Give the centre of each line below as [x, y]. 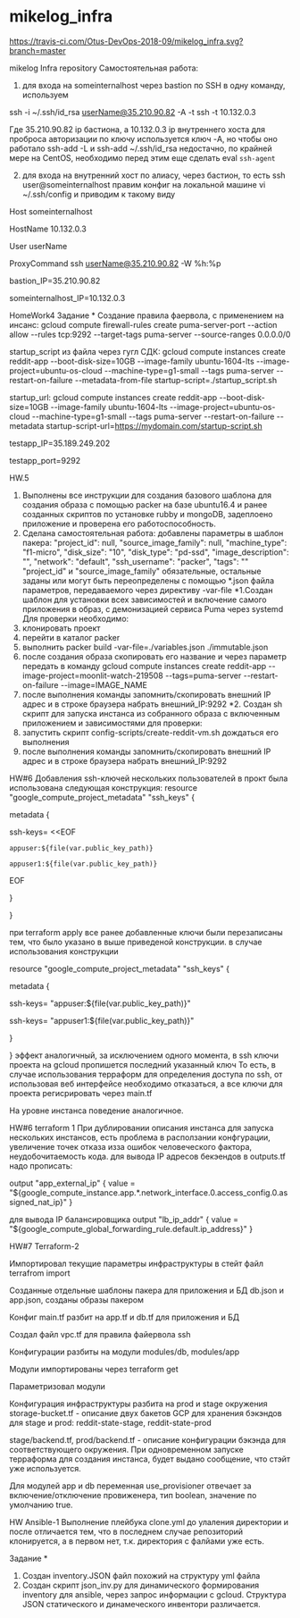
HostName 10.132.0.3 [48, 229]
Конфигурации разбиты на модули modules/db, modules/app [125, 1352]
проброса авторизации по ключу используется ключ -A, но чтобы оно [144, 138]
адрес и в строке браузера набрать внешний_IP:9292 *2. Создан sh [152, 704]
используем [45, 95]
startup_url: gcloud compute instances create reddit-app [113, 397]
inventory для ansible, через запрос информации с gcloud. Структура [154, 1594]
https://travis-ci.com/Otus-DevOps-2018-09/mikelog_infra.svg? [126, 41]
